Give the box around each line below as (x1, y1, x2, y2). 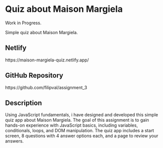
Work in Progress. (5, 20, 42, 26)
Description (5, 99, 42, 107)
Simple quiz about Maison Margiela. (5, 29, 78, 35)
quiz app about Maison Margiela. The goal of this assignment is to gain (5, 117, 149, 123)
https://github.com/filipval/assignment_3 (5, 84, 87, 90)
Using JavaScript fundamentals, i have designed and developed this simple (5, 112, 158, 118)
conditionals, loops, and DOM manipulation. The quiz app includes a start (5, 128, 154, 134)
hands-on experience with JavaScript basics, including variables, (5, 122, 138, 128)
